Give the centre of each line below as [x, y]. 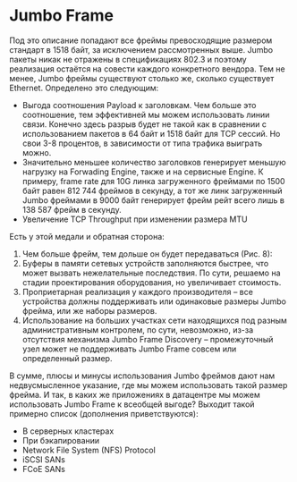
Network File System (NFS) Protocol [89, 450]
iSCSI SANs [43, 459]
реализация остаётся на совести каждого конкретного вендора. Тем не [147, 69]
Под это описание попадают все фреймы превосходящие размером [141, 40]
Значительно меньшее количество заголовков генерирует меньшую [154, 162]
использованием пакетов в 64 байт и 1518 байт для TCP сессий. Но [151, 133]
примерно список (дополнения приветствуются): [104, 413]
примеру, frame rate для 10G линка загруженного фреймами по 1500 [153, 181]
